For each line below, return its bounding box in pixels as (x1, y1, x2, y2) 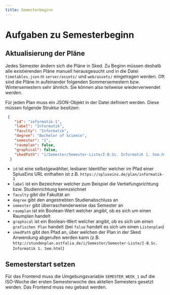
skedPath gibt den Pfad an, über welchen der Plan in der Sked (12, 229, 141, 235)
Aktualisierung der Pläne (5, 49, 85, 58)
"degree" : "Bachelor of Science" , (14, 133, 87, 138)
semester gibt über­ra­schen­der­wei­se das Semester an (12, 203, 123, 209)
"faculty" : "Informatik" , (14, 128, 69, 134)
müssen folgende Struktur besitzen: (5, 105, 80, 111)
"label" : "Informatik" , (14, 124, 65, 129)
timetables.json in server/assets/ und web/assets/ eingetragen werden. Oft (5, 73, 165, 79)
